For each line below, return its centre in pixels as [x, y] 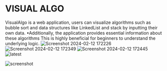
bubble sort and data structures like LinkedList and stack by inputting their [82, 27]
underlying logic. [22, 43]
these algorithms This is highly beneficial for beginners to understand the [81, 38]
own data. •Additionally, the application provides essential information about [83, 33]
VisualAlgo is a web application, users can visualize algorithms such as [78, 22]
